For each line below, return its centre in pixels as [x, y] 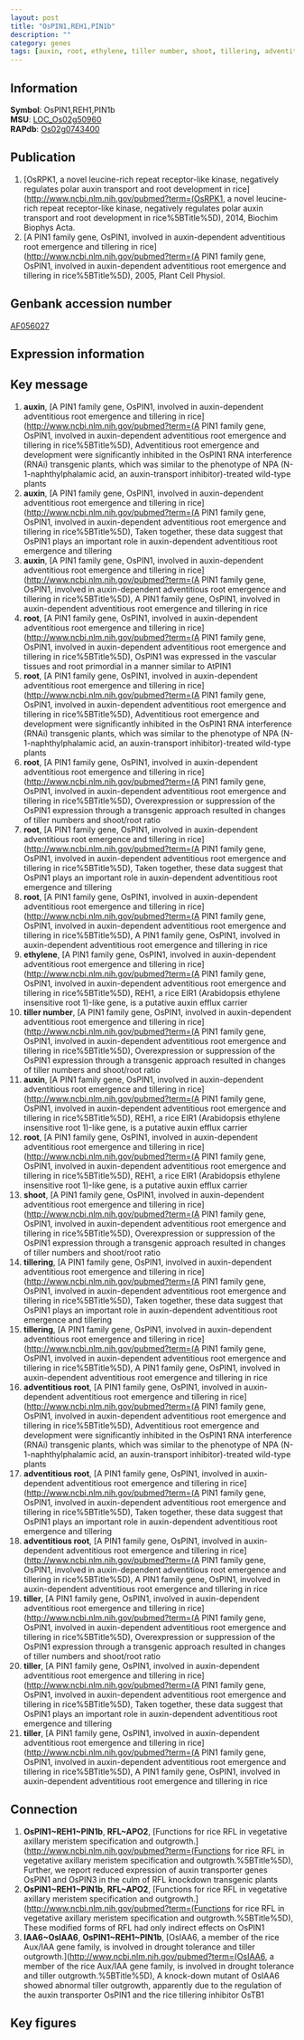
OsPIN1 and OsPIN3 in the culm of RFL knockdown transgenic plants [151, 1879]
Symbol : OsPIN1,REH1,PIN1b [63, 109]
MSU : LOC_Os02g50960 [56, 119]
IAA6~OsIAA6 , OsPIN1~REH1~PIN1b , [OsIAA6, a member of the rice [151, 1937]
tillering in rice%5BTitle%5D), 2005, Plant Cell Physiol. [124, 275]
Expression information [78, 354]
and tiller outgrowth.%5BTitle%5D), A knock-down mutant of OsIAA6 [152, 1975]
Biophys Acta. [49, 227]
